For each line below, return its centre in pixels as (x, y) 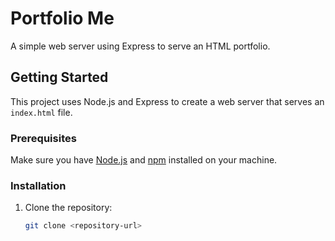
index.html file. (41, 112)
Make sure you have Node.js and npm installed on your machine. (144, 160)
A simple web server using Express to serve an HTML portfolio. (140, 46)
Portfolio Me (62, 18)
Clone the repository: (68, 208)
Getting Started (59, 77)
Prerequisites (43, 138)
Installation (38, 185)
